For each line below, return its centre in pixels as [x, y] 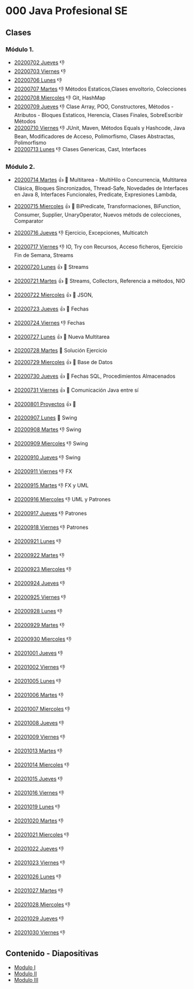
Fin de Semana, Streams [44, 255]
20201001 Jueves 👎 [39, 653]
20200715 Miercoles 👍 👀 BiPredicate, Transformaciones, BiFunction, [97, 207]
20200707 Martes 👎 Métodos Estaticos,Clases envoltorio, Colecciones [100, 89]
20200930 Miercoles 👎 [43, 639]
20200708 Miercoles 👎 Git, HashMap [60, 98]
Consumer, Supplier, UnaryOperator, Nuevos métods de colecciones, [98, 215]
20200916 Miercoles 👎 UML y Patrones [62, 500]
